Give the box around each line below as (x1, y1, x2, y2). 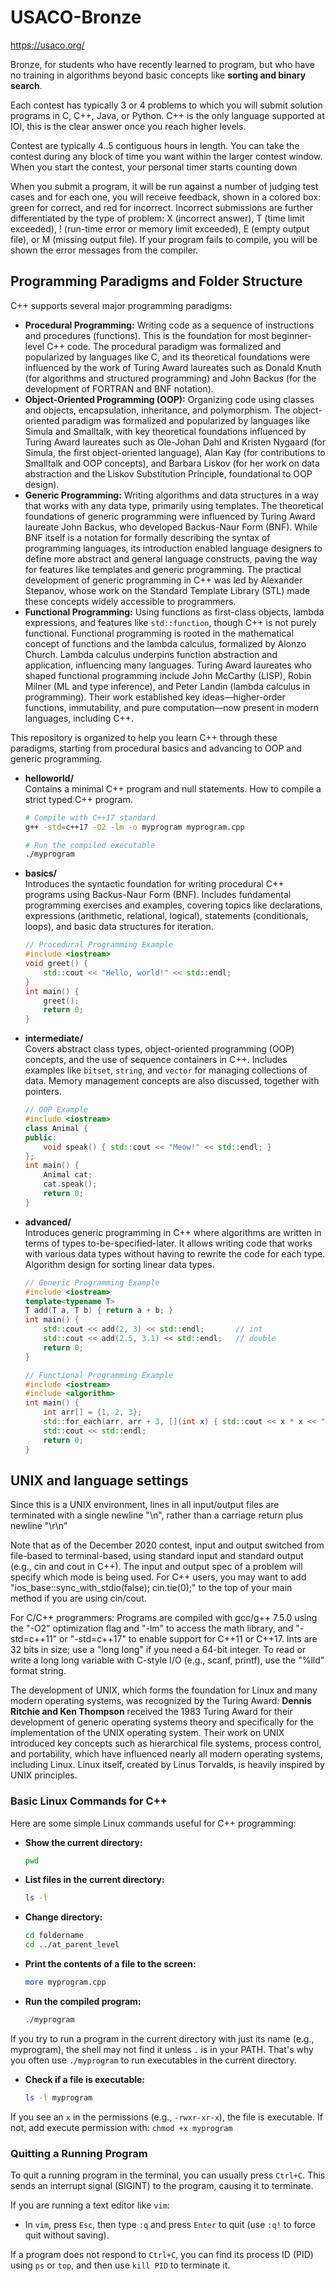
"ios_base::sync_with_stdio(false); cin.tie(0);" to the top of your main (10, 1582, 293, 1594)
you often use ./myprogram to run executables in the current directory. (10, 2054, 297, 2066)
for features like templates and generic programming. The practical (24, 563, 302, 575)
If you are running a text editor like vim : (10, 2199, 170, 2211)
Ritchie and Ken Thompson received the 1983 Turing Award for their (10, 1706, 293, 1718)
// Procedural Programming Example (24, 940, 174, 950)
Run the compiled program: (24, 1995, 142, 2007)
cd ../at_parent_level (24, 1940, 120, 1950)
